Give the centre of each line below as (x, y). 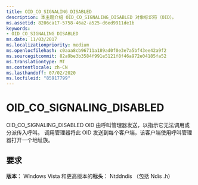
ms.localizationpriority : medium (48, 45)
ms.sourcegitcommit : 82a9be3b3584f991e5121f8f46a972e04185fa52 (86, 56)
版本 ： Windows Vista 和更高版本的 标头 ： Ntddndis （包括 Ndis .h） (90, 176)
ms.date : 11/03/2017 (32, 39)
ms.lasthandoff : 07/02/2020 (41, 73)
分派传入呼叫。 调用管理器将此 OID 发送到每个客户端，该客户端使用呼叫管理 (99, 132)
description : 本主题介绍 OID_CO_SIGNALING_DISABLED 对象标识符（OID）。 (92, 17)
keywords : (18, 28)
